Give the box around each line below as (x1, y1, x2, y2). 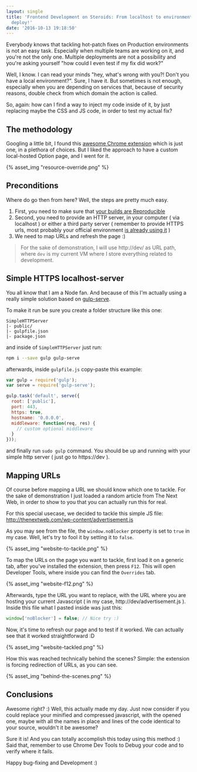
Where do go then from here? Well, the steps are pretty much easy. (6, 196, 169, 203)
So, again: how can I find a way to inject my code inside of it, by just (6, 101, 170, 109)
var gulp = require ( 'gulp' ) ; (6, 377, 77, 383)
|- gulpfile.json (6, 328, 49, 334)
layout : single (6, 8, 43, 15)
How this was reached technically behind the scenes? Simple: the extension (6, 655, 189, 662)
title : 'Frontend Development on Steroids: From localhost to (6, 14, 161, 20)
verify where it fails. (6, 747, 54, 754)
